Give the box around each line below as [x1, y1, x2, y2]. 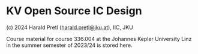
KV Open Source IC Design [6, 4, 142, 18]
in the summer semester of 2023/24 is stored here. [6, 42, 133, 49]
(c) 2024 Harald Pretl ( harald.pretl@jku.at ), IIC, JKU [6, 24, 133, 31]
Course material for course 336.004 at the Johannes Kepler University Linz [6, 35, 192, 42]
